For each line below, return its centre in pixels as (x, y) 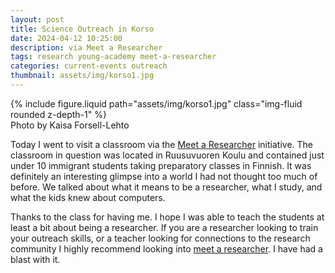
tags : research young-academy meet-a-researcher (113, 57)
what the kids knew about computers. (88, 197)
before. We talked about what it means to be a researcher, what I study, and (166, 187)
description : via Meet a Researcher (86, 47)
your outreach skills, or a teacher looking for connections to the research (160, 238)
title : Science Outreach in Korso (82, 29)
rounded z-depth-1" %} (58, 114)
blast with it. (35, 259)
